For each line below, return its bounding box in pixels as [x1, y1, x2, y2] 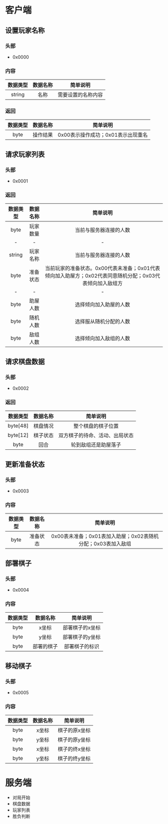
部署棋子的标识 [64, 643, 99, 650]
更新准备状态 [5, 460, 45, 468]
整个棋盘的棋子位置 [73, 423, 119, 430]
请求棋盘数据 [5, 357, 45, 366]
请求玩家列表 [5, 150, 45, 158]
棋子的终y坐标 [57, 755, 91, 762]
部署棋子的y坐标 [62, 634, 101, 641]
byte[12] [7, 432, 29, 439]
